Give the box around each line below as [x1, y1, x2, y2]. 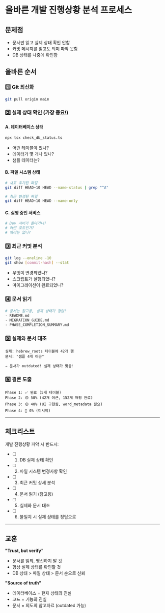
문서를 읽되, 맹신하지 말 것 [12, 558, 62, 564]
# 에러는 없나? [5, 230, 31, 235]
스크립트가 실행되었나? [12, 276, 55, 282]
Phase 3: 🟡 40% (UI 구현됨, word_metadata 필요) [5, 402, 103, 407]
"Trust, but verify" [5, 548, 44, 554]
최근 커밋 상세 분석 [19, 480, 55, 485]
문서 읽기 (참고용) [19, 491, 53, 497]
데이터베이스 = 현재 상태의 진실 [12, 590, 72, 596]
